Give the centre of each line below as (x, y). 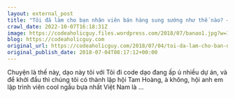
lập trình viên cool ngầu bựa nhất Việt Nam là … (76, 87)
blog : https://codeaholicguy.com (56, 40)
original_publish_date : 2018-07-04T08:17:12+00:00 (83, 53)
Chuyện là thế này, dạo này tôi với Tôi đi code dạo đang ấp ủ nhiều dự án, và (117, 72)
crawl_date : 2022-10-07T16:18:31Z (58, 26)
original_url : (28, 46)
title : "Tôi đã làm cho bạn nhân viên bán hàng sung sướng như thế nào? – (119, 20)
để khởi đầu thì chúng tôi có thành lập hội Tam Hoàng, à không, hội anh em (115, 79)
